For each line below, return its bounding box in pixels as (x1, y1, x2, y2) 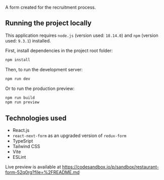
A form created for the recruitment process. (5, 5, 96, 10)
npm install (5, 57, 30, 62)
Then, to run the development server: (5, 66, 83, 72)
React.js (12, 127, 30, 133)
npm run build (5, 95, 35, 100)
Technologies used (5, 114, 67, 122)
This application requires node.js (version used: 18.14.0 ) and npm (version (5, 32, 159, 38)
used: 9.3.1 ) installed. (5, 37, 51, 43)
